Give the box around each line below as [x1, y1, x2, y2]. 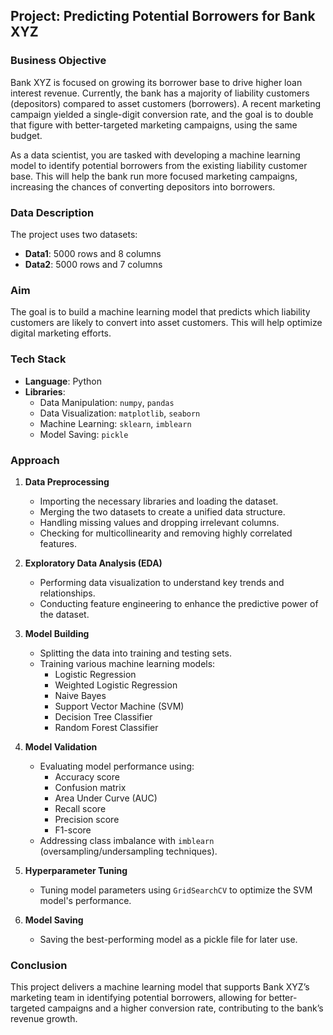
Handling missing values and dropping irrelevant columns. [39, 516, 280, 528]
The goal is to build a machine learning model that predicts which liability [10, 306, 311, 318]
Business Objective [10, 54, 107, 68]
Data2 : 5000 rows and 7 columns [24, 258, 163, 270]
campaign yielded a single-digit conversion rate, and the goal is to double [10, 108, 314, 120]
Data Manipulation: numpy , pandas [39, 396, 175, 408]
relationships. [39, 587, 96, 599]
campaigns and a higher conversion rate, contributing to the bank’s [47, 1002, 324, 1014]
